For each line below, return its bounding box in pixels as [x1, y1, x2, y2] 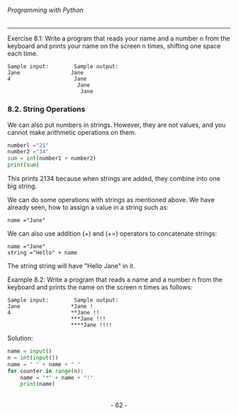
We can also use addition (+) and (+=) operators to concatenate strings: [7, 229, 217, 238]
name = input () [7, 348, 52, 355]
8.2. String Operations [7, 104, 86, 114]
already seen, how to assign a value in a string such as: [7, 203, 169, 211]
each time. [7, 50, 38, 58]
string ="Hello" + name [7, 249, 78, 256]
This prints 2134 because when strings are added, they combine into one [7, 175, 221, 182]
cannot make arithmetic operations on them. [7, 128, 137, 136]
